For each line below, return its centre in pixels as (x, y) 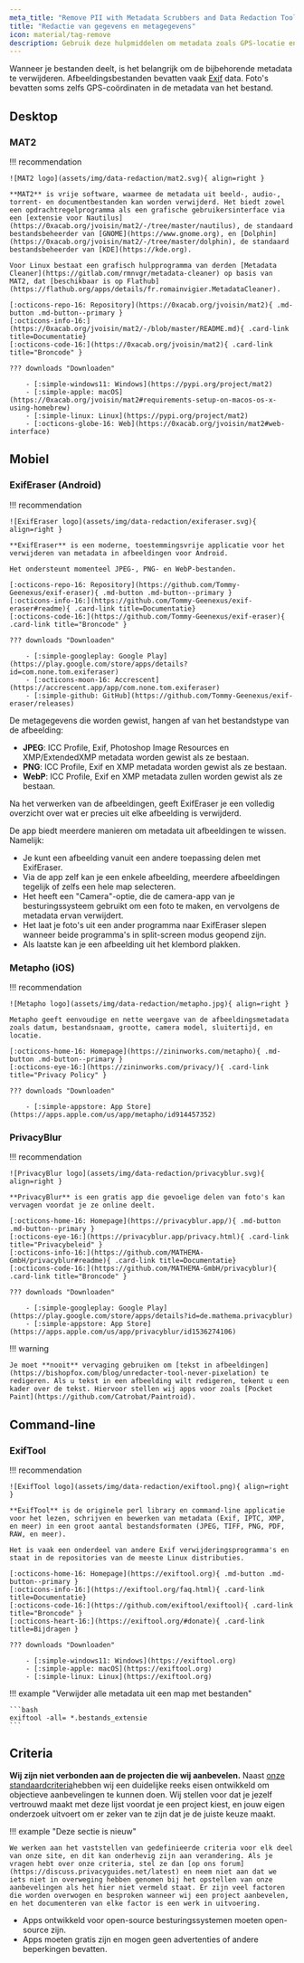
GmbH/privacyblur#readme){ (60, 1261)
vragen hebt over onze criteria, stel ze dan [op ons (113, 1863)
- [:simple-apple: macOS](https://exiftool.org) (119, 1669)
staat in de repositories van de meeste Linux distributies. (127, 1558)
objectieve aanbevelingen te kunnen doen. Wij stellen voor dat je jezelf (141, 1794)
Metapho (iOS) (42, 967)
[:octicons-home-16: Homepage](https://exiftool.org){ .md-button (137, 1574)
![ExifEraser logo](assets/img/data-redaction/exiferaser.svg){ (133, 521)
